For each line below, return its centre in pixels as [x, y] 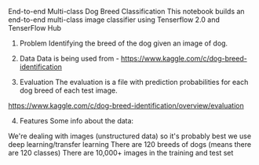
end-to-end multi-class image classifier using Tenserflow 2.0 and [114, 20]
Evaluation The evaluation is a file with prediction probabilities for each [134, 82]
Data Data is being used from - [69, 59]
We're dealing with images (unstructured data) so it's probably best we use [130, 136]
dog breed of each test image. [68, 90]
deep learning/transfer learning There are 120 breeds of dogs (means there [130, 144]
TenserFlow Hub [35, 28]
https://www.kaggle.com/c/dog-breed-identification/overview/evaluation [126, 106]
